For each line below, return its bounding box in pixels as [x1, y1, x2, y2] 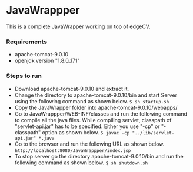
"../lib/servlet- [132, 130, 175, 136]
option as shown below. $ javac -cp [42, 129, 130, 136]
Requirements [6, 38, 48, 46]
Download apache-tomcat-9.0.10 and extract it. [14, 85, 129, 92]
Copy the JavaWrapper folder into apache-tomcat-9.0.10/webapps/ [14, 104, 178, 111]
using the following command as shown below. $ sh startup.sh [14, 97, 169, 104]
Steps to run [6, 72, 42, 80]
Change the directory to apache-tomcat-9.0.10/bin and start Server [14, 92, 178, 99]
